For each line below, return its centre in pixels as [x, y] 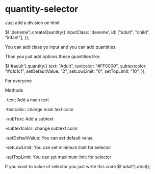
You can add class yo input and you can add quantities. [61, 47]
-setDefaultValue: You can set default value [49, 138]
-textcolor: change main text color [39, 109]
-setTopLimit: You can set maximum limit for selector [58, 157]
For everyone [18, 81]
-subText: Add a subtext [29, 118]
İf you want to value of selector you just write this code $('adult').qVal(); [78, 166]
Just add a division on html [32, 23]
